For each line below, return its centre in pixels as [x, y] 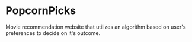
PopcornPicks [41, 11]
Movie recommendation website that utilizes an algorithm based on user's [96, 27]
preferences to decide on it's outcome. [53, 33]
